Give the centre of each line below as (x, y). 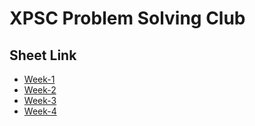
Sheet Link (43, 55)
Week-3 (40, 100)
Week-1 (39, 79)
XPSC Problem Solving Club (127, 18)
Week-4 (40, 111)
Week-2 (40, 90)
